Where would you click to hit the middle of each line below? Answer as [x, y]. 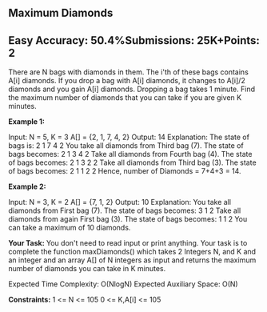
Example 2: [27, 186]
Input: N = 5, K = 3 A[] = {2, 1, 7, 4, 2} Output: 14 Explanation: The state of [129, 137]
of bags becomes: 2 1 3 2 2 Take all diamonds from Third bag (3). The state [133, 162]
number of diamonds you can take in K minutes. [87, 269]
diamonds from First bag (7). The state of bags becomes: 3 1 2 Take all [125, 210]
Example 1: [27, 122]
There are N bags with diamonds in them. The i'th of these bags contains [129, 72]
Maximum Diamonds [61, 13]
